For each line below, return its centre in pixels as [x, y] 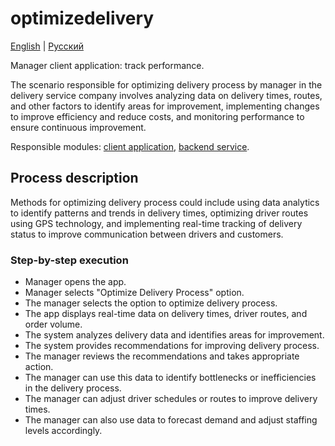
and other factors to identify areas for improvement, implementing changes [165, 106]
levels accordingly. [63, 431]
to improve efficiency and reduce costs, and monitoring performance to [157, 116]
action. [39, 367]
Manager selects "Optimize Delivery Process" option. [134, 293]
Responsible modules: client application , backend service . [130, 146]
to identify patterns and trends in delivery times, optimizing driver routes [159, 213]
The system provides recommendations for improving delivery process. [172, 346]
